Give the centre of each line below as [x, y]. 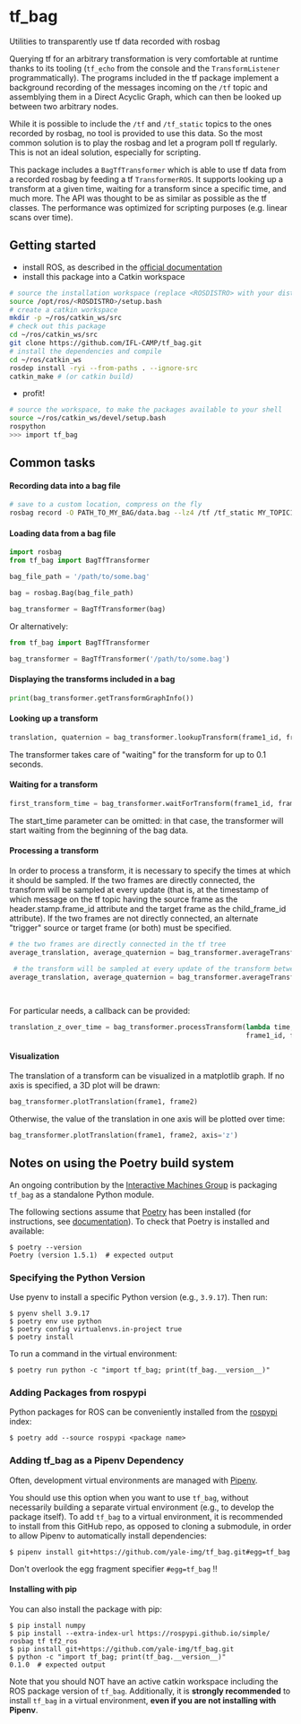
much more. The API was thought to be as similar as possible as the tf [138, 198]
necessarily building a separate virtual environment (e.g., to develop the [142, 1507]
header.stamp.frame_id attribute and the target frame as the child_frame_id [148, 908]
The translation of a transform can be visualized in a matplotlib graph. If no [147, 1076]
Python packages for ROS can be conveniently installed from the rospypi [143, 1412]
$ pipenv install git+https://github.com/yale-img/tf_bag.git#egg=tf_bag [150, 1552]
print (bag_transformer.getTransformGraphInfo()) [102, 698]
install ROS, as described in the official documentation [122, 267]
